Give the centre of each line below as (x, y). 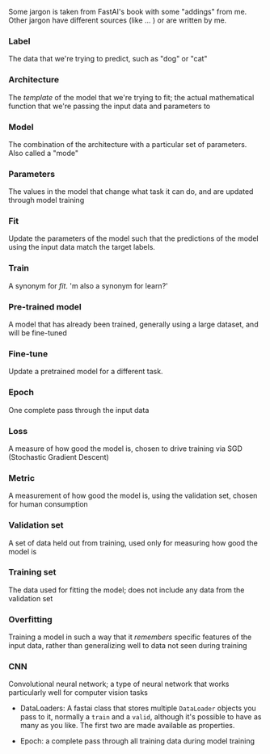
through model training (46, 200)
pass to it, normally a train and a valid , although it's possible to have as (141, 717)
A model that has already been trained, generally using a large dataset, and (133, 324)
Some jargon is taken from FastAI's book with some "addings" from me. (128, 12)
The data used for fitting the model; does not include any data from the (127, 590)
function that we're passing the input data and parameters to (110, 106)
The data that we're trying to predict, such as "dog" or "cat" (108, 59)
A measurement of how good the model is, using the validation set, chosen (133, 495)
